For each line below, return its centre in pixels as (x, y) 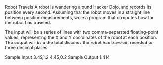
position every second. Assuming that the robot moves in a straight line (78, 12)
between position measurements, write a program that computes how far (80, 17)
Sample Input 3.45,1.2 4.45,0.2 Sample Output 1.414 (58, 57)
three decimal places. (27, 48)
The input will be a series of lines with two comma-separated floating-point (82, 32)
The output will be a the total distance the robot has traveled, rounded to (79, 43)
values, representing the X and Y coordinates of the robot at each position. (81, 37)
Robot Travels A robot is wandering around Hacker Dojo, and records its (78, 7)
